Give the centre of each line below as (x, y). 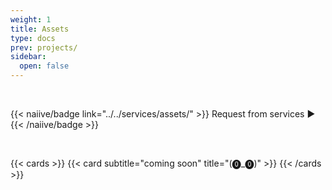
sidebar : (28, 57)
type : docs (33, 38)
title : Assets (40, 29)
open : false (44, 66)
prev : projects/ (44, 47)
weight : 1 (31, 19)
